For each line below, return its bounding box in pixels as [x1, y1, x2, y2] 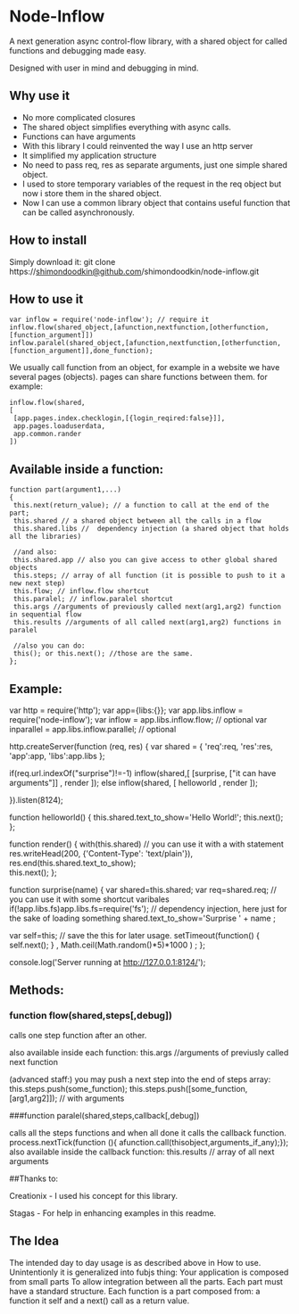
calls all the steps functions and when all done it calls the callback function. [9, 1127, 287, 1138]
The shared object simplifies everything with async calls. [21, 121, 232, 132]
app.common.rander [12, 430, 82, 439]
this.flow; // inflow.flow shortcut [12, 587, 150, 596]
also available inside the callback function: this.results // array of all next [9, 1146, 275, 1157]
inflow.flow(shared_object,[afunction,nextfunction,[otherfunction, [9, 323, 270, 332]
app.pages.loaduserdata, [12, 422, 105, 431]
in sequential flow [9, 610, 82, 619]
